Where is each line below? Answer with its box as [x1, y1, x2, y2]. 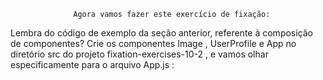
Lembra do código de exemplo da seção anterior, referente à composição [10, 27, 314, 39]
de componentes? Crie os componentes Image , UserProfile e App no [10, 38, 297, 49]
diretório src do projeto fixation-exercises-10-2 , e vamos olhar [10, 48, 269, 60]
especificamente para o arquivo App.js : [10, 59, 175, 70]
